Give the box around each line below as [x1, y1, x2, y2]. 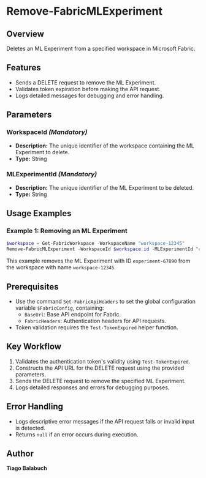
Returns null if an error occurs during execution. [15, 430, 139, 438]
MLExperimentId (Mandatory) [6, 170, 97, 179]
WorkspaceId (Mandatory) [6, 128, 88, 136]
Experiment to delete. [15, 148, 70, 155]
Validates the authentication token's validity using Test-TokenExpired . [15, 357, 191, 365]
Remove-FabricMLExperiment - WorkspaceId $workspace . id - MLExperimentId [6, 246, 193, 252]
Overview [6, 29, 45, 39]
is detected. [15, 424, 46, 431]
